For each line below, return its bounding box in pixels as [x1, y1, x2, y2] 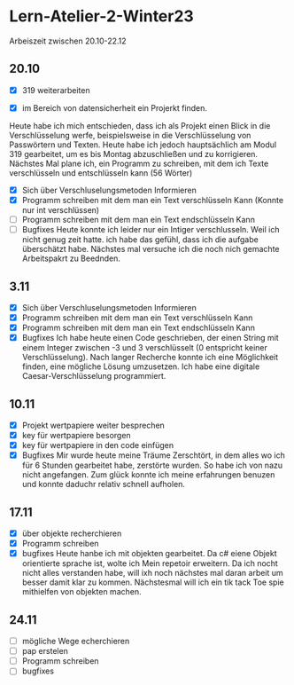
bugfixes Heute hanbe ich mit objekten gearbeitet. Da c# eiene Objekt [21, 548, 277, 559]
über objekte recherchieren [21, 528, 122, 539]
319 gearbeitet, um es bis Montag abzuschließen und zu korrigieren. [9, 148, 259, 159]
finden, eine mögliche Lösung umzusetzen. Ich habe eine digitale [21, 361, 260, 372]
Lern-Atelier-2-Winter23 [9, 6, 195, 27]
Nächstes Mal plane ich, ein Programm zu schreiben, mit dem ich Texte [9, 158, 269, 169]
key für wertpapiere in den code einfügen [21, 440, 174, 451]
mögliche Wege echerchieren [21, 636, 130, 647]
